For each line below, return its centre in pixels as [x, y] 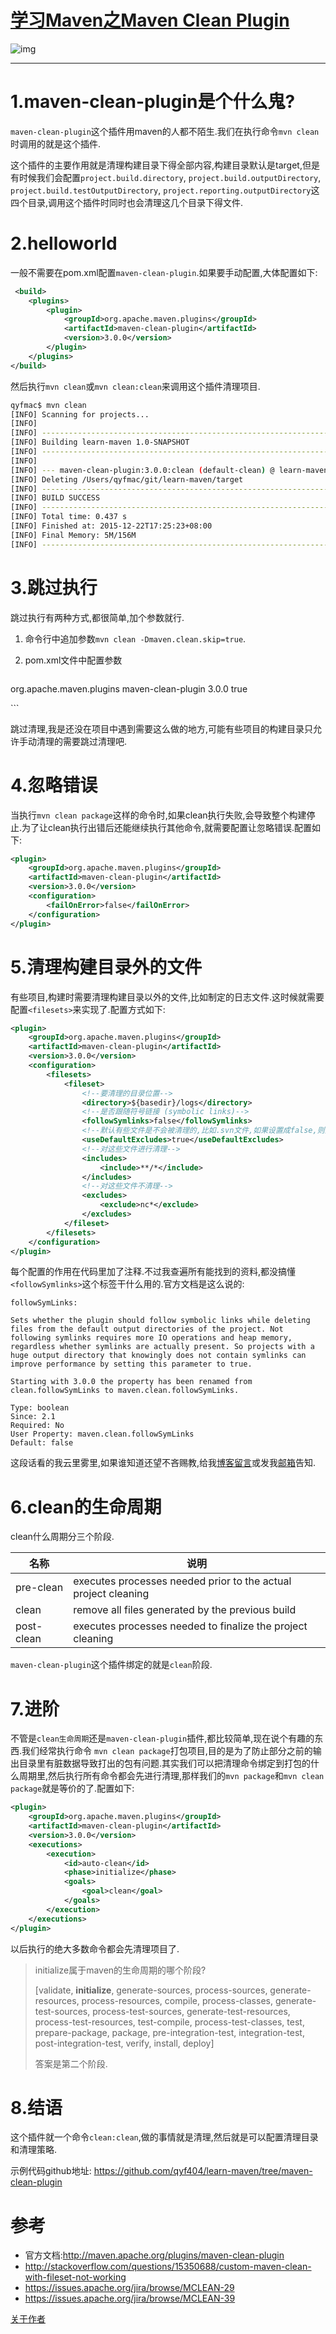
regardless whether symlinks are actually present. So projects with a [162, 1347]
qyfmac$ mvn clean [48, 405]
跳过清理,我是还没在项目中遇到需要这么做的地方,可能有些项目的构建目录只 [162, 728]
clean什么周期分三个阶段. [62, 1537]
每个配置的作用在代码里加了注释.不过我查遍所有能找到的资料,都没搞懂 [153, 1272]
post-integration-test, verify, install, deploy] [124, 2043]
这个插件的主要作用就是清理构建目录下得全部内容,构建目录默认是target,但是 [165, 165]
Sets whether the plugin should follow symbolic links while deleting [160, 1321]
